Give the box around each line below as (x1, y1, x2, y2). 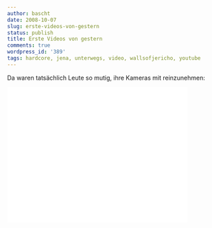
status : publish (7, 29, 54, 36)
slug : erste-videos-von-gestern (7, 23, 99, 30)
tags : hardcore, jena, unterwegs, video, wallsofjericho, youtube (7, 55, 201, 62)
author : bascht (7, 10, 51, 17)
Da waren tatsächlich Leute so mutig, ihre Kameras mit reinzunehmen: (7, 73, 206, 82)
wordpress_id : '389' (7, 49, 67, 56)
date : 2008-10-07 (7, 16, 57, 23)
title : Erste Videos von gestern (7, 36, 103, 43)
